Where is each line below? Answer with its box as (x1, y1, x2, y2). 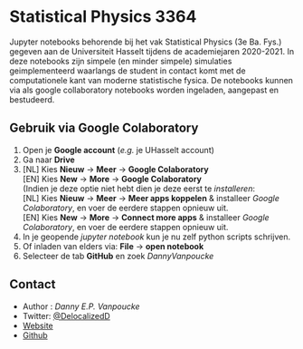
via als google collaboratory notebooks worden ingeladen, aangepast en (9, 84, 279, 95)
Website (22, 320, 54, 331)
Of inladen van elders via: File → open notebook (22, 240, 204, 251)
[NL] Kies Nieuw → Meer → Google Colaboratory (22, 163, 210, 174)
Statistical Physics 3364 (9, 6, 197, 27)
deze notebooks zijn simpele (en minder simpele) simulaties (9, 55, 232, 66)
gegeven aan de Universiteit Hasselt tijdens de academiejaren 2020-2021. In (9, 45, 295, 56)
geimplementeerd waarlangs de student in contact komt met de (9, 65, 246, 76)
